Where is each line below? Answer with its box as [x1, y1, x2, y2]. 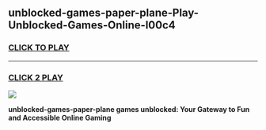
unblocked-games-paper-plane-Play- [8, 6, 199, 20]
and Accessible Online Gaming [8, 113, 112, 122]
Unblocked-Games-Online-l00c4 [8, 19, 176, 32]
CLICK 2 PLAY [8, 72, 63, 83]
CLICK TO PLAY [8, 43, 70, 54]
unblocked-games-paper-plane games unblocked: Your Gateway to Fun [8, 104, 250, 113]
